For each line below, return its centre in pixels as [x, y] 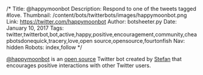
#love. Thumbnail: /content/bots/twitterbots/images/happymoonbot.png [97, 15]
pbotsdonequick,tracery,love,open [50, 41]
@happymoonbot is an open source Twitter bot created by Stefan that [94, 59]
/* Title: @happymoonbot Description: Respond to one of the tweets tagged [101, 9]
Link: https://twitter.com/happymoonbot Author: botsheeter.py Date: [91, 21]
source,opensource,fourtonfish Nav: [140, 41]
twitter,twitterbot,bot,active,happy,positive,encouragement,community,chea [101, 34]
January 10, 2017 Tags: [35, 28]
